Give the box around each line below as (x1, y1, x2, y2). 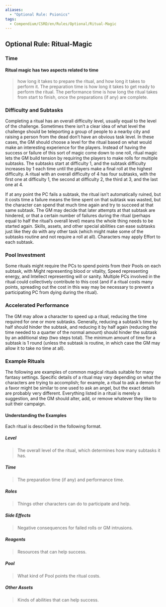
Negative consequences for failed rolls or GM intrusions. (17, 525, 133, 531)
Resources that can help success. (17, 549, 87, 555)
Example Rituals (5, 358, 45, 365)
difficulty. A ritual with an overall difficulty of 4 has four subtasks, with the (5, 171, 157, 177)
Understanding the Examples (5, 412, 67, 418)
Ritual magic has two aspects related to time (5, 67, 98, 73)
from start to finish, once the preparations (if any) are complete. (17, 94, 148, 100)
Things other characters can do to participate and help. (17, 501, 131, 507)
